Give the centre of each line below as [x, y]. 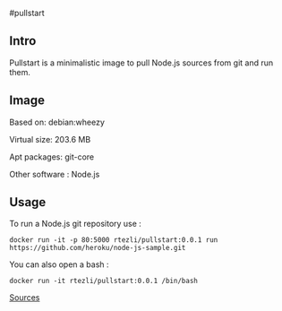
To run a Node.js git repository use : [75, 224]
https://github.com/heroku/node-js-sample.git [98, 248]
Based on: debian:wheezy [57, 122]
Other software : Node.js [55, 174]
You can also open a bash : [59, 264]
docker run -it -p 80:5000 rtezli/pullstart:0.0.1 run [114, 240]
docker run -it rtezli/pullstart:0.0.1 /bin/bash [104, 281]
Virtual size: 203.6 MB [50, 139]
